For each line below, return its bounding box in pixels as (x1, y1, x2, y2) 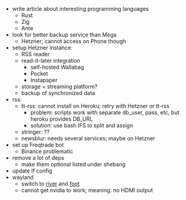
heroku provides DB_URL (30, 115, 93, 123)
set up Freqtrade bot (12, 141, 64, 148)
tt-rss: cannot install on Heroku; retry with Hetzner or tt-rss (21, 102, 170, 109)
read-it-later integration (21, 57, 80, 64)
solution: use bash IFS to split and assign (30, 122, 133, 129)
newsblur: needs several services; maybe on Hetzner (21, 135, 156, 142)
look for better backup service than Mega (12, 31, 117, 38)
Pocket (30, 70, 48, 77)
